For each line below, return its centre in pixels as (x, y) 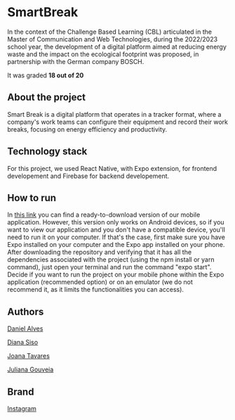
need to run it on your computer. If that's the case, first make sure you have (116, 237)
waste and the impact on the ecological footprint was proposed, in (103, 54)
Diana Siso (23, 343)
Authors (26, 311)
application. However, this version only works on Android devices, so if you (116, 222)
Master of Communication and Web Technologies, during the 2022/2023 (113, 39)
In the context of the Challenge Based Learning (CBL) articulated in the (110, 32)
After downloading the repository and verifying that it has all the (99, 252)
